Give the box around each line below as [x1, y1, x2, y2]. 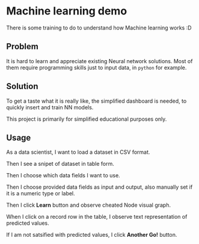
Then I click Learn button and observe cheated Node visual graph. [6, 201, 171, 209]
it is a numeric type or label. [6, 190, 75, 197]
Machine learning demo [6, 4, 127, 18]
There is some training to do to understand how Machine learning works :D [6, 24, 192, 31]
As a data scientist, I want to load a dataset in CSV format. [6, 148, 150, 156]
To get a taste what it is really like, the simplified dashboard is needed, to [6, 97, 187, 105]
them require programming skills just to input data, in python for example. [6, 64, 187, 71]
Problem [6, 41, 39, 52]
